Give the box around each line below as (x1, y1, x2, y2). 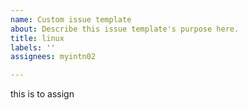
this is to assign (10, 88, 75, 100)
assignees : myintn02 (10, 52, 97, 62)
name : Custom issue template (10, 14, 132, 25)
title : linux (10, 33, 65, 43)
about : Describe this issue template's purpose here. (10, 24, 240, 34)
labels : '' (10, 42, 56, 53)
